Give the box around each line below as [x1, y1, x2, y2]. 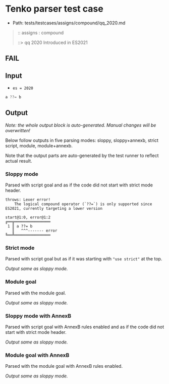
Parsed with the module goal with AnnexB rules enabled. [5, 363, 123, 369]
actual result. [5, 158, 32, 164]
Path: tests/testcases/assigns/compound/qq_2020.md [12, 20, 126, 26]
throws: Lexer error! [5, 197, 51, 203]
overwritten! [5, 127, 30, 133]
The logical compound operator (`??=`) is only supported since [14, 202, 152, 207]
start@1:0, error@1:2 [5, 215, 51, 220]
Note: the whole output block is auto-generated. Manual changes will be [5, 122, 156, 128]
